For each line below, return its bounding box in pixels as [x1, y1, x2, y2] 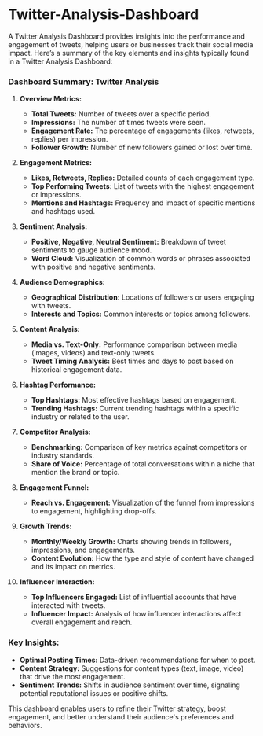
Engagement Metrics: [19, 158, 93, 167]
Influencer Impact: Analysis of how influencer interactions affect [31, 609, 242, 619]
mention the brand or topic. [31, 468, 120, 477]
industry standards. [31, 451, 95, 461]
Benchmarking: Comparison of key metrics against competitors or [31, 443, 247, 452]
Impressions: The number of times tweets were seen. [31, 118, 206, 127]
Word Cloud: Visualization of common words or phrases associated [31, 254, 251, 263]
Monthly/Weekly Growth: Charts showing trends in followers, [31, 537, 232, 546]
